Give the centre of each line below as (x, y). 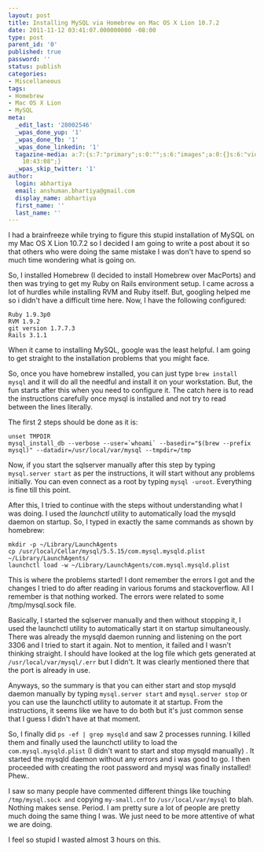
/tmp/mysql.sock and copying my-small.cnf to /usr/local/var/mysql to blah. (131, 799)
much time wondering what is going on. (72, 260)
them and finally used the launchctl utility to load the (93, 743)
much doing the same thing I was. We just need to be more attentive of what (132, 816)
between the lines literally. (50, 407)
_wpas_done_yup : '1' (49, 132)
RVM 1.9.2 (24, 322)
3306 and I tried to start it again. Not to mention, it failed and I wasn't (120, 645)
